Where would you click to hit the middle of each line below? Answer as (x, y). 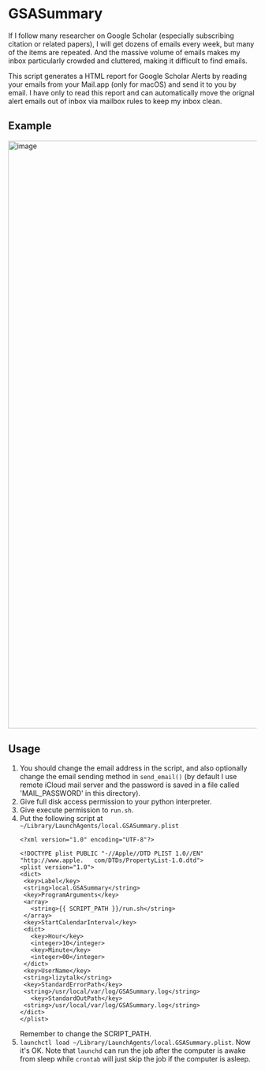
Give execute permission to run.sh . (77, 810)
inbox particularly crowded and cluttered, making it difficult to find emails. (128, 61)
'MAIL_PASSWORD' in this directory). (80, 793)
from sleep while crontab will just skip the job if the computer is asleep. (135, 1058)
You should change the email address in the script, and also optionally (133, 768)
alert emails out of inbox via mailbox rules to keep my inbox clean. (115, 101)
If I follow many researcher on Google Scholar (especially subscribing (121, 35)
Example (30, 126)
